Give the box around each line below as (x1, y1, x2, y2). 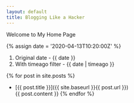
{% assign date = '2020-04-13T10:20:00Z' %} (6, 43, 122, 50)
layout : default (6, 8, 47, 15)
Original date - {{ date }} (14, 54, 75, 61)
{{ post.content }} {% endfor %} (14, 90, 95, 97)
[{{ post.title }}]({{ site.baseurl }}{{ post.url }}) (14, 83, 129, 90)
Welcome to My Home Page (6, 31, 76, 38)
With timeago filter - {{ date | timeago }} (14, 60, 115, 68)
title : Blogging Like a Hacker (6, 14, 85, 20)
